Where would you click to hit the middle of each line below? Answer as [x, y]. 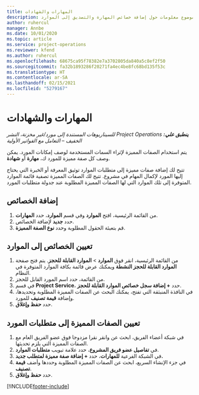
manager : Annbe [25, 28]
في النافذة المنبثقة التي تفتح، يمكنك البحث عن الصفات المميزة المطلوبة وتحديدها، [104, 292]
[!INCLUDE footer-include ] [38, 386]
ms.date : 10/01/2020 [32, 34]
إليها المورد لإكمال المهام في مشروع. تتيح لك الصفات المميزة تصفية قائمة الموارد [95, 176]
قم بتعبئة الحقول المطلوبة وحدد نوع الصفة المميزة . [70, 228]
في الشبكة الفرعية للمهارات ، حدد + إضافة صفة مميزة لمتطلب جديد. [89, 356]
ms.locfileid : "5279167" [37, 89]
